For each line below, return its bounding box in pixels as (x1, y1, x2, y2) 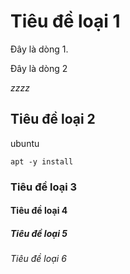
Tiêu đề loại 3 (10, 180, 78, 194)
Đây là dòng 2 (10, 62, 68, 74)
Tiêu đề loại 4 (10, 205, 68, 217)
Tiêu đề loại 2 (10, 111, 96, 128)
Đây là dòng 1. (10, 43, 69, 55)
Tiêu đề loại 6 (10, 253, 67, 265)
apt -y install (10, 156, 74, 167)
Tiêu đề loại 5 (10, 227, 68, 239)
